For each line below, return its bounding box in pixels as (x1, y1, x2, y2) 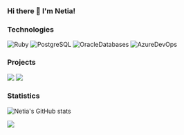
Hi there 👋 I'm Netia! (7, 6, 76, 16)
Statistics (7, 91, 40, 101)
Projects (7, 58, 36, 67)
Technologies (7, 24, 54, 34)
